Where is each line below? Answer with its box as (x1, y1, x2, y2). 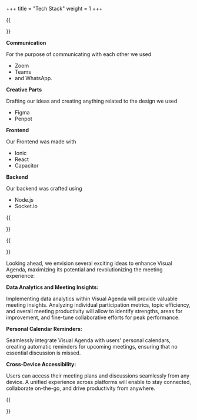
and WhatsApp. (14, 75, 53, 81)
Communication (6, 40, 46, 46)
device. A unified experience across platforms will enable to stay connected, (6, 379, 192, 385)
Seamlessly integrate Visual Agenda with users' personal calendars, (6, 337, 171, 344)
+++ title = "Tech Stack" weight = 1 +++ (6, 5, 103, 12)
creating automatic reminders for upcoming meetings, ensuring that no (6, 343, 178, 350)
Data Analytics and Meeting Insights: (6, 284, 99, 291)
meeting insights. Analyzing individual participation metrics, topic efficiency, (6, 301, 191, 309)
